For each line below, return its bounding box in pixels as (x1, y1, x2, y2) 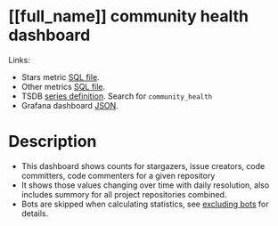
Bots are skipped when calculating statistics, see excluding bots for (20, 198, 269, 209)
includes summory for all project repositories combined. (20, 189, 227, 199)
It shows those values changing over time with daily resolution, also (20, 180, 270, 190)
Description (8, 132, 97, 152)
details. (20, 207, 49, 219)
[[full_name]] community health (8, 6, 249, 27)
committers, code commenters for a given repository (20, 170, 216, 181)
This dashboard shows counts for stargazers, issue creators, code (20, 160, 266, 171)
